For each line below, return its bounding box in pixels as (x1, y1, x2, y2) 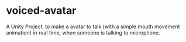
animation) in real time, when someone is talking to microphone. (6, 29, 160, 36)
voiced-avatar (6, 4, 77, 17)
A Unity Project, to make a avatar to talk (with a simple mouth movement (6, 23, 180, 30)
